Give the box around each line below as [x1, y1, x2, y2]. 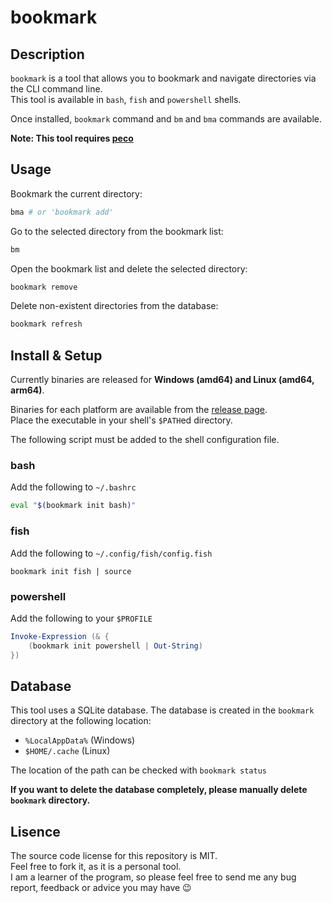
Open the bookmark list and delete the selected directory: [10, 262, 248, 275]
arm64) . [10, 384, 45, 396]
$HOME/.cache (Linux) [24, 745, 111, 757]
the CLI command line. [10, 83, 103, 95]
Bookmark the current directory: [10, 187, 143, 200]
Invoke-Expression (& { [10, 631, 110, 641]
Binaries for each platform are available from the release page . [10, 404, 268, 416]
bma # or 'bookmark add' [10, 207, 114, 217]
